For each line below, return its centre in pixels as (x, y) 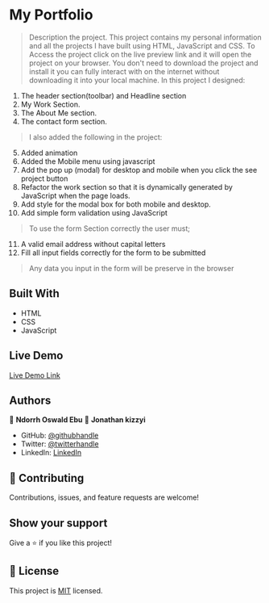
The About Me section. (59, 113)
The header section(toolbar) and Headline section (103, 95)
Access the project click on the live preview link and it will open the (140, 54)
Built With (34, 293)
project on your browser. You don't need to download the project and (143, 63)
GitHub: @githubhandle (60, 435)
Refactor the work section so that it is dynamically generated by (126, 186)
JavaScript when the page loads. (76, 195)
